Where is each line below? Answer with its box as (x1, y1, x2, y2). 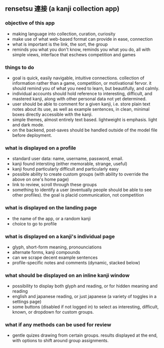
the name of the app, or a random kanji (12, 215, 91, 222)
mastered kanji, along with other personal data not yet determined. (12, 96, 147, 101)
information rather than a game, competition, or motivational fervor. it (12, 80, 152, 86)
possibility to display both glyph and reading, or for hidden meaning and (12, 283, 158, 289)
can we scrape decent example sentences (12, 254, 98, 260)
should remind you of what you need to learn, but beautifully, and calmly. (12, 85, 160, 91)
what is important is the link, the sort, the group (12, 41, 108, 47)
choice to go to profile (12, 221, 57, 226)
